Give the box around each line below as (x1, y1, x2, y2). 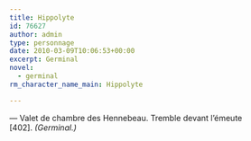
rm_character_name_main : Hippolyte (9, 80, 144, 89)
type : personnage (9, 38, 75, 48)
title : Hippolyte (9, 13, 75, 22)
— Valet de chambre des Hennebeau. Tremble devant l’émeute (9, 112, 243, 123)
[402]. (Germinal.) (9, 122, 77, 133)
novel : (9, 64, 34, 73)
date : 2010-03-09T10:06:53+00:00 (9, 47, 135, 56)
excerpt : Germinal (9, 55, 79, 64)
